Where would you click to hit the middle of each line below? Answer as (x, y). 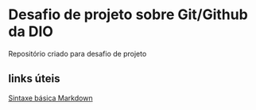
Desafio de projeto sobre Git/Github (128, 15)
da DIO (31, 31)
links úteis (34, 79)
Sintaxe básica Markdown (50, 98)
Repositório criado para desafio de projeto (78, 53)
